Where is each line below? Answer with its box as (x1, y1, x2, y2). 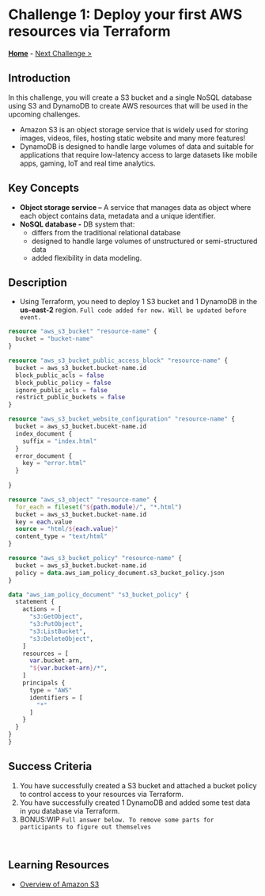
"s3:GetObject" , (28, 612, 83, 621)
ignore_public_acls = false (15, 386, 108, 394)
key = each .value (15, 517, 73, 526)
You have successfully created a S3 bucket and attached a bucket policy (19, 780, 257, 790)
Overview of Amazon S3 (19, 879, 100, 889)
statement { (15, 598, 55, 606)
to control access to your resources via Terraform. (19, 789, 184, 799)
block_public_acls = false (15, 371, 104, 379)
